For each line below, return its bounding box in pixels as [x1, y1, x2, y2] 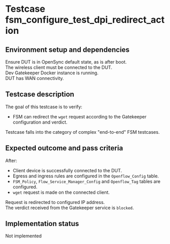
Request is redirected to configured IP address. [5, 199, 105, 205]
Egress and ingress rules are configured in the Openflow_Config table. [12, 173, 159, 179]
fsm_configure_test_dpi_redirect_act [5, 14, 165, 26]
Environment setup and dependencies [5, 45, 130, 54]
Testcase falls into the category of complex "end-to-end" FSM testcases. [5, 129, 160, 135]
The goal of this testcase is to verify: [5, 104, 82, 110]
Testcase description [5, 90, 74, 99]
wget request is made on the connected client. [12, 189, 110, 195]
